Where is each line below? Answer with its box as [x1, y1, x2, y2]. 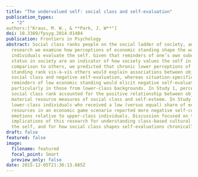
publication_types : [6, 14, 54, 20]
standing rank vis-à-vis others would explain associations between [11, 69, 183, 75]
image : [6, 140, 22, 146]
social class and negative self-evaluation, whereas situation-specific [11, 74, 194, 80]
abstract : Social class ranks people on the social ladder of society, [6, 42, 186, 48]
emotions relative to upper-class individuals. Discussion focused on [11, 113, 189, 119]
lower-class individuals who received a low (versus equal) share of [11, 101, 186, 108]
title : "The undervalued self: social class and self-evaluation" [6, 8, 173, 15]
